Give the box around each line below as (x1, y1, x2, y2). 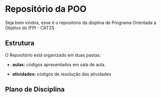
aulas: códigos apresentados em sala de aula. (12, 61, 106, 67)
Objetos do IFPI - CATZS (5, 24, 55, 30)
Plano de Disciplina (5, 85, 65, 94)
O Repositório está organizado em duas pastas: (5, 52, 101, 58)
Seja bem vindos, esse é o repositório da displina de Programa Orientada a (5, 20, 157, 25)
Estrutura (5, 39, 35, 48)
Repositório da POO (5, 3, 87, 15)
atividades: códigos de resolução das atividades (12, 71, 111, 77)
